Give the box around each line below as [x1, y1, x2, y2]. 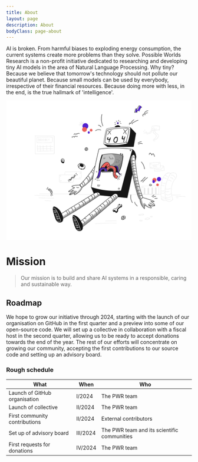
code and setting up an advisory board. [6, 351, 102, 358]
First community [8, 412, 48, 419]
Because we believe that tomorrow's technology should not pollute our [6, 70, 178, 77]
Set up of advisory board [8, 430, 69, 437]
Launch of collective [8, 404, 58, 411]
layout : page [6, 15, 38, 22]
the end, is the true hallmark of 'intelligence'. [6, 89, 114, 96]
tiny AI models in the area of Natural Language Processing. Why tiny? [6, 64, 174, 71]
